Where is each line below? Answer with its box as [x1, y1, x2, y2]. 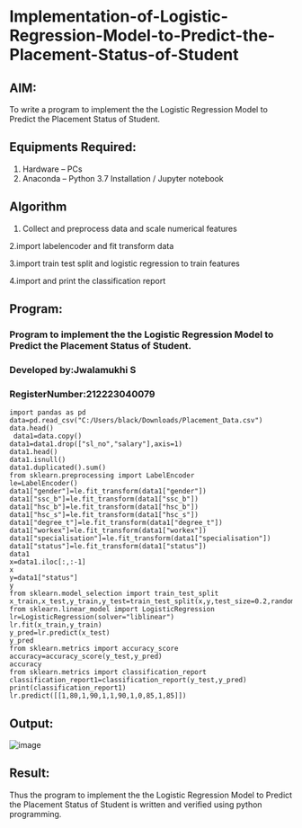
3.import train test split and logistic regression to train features [9, 258, 241, 269]
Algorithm [9, 200, 67, 215]
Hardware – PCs [22, 164, 83, 174]
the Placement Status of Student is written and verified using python [9, 798, 262, 810]
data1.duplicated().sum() [9, 463, 106, 473]
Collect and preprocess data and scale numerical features [22, 223, 238, 234]
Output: [9, 716, 54, 731]
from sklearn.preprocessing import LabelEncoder [9, 471, 195, 480]
